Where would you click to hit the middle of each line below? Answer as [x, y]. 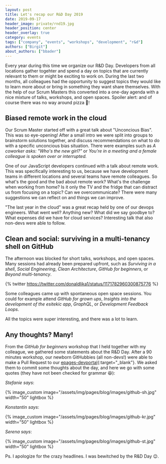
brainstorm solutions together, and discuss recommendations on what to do [83, 141]
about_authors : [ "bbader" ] [33, 51]
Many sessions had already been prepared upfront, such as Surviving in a [81, 264]
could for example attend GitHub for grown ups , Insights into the [71, 299]
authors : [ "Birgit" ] [27, 47]
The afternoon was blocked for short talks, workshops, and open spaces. [80, 258]
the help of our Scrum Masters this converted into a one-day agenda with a [82, 92]
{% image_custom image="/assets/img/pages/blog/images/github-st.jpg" [80, 441]
